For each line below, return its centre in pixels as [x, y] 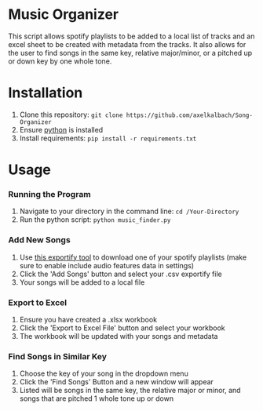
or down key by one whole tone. [60, 61]
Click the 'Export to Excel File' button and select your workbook [122, 328]
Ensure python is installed [61, 129]
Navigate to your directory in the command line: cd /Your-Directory [129, 211]
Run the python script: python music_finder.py [95, 220]
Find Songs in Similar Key [58, 356]
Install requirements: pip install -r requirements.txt [108, 138]
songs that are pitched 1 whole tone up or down [97, 398]
